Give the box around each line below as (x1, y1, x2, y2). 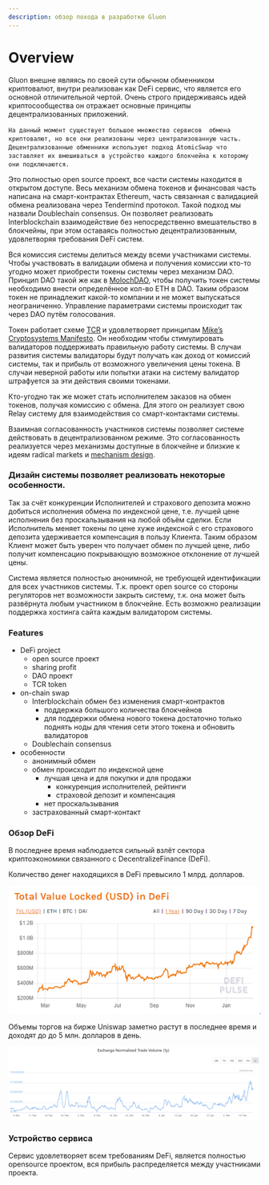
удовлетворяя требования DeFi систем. (8, 233, 144, 244)
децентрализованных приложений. (8, 109, 129, 119)
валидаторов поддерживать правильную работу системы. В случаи (8, 342, 242, 351)
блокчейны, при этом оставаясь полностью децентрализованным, (8, 225, 238, 235)
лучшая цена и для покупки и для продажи (43, 773, 192, 783)
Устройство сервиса (8, 1132, 94, 1143)
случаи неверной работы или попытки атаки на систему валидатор (8, 367, 240, 377)
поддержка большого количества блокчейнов (43, 705, 203, 715)
